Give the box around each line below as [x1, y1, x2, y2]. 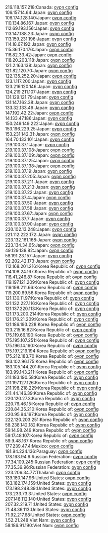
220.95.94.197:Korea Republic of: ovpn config [5, 412, 98, 417]
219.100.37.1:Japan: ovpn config [5, 142, 69, 147]
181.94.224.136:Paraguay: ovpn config [5, 448, 83, 454]
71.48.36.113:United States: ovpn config [5, 507, 85, 512]
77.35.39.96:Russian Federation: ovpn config [5, 464, 97, 470]
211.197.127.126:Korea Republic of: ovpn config [5, 380, 98, 385]
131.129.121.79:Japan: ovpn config [5, 94, 73, 100]
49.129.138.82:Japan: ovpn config [5, 247, 74, 253]
